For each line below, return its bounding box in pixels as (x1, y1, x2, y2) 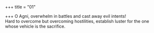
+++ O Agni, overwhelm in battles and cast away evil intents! (5, 13, 126, 19)
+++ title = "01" (5, 4, 36, 10)
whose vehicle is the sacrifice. (5, 23, 66, 29)
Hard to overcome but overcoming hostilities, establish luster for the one (5, 19, 149, 24)
